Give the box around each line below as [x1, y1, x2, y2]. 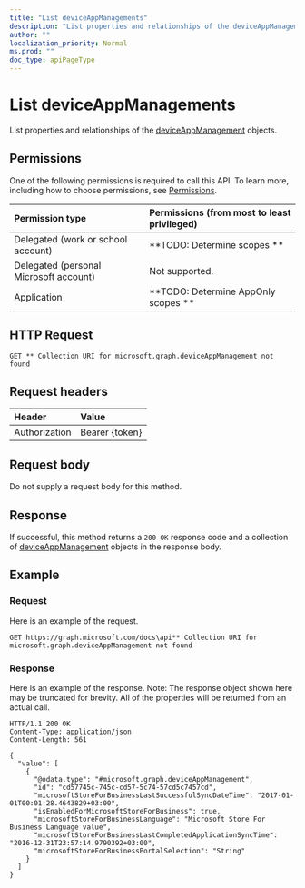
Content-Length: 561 [9, 735, 88, 745]
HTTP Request [9, 328, 93, 343]
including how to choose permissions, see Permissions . [9, 184, 218, 195]
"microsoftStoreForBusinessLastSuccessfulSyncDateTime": [33, 791, 254, 800]
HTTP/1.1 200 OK [9, 719, 71, 728]
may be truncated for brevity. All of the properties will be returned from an [9, 692, 287, 703]
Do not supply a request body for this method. [9, 481, 182, 492]
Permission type [14, 212, 87, 224]
